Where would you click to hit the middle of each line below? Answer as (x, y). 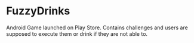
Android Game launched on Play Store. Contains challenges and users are (97, 27)
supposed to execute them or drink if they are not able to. (77, 33)
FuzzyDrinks (38, 11)
